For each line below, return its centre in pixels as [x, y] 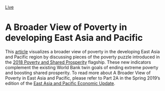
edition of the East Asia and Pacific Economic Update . [60, 83]
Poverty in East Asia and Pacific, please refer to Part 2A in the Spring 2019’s [83, 78]
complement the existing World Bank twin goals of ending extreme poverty [82, 67]
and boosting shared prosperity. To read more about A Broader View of [78, 73]
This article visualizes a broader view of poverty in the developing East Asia [82, 51]
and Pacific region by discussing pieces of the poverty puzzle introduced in [82, 57]
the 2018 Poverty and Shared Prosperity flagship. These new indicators [78, 62]
